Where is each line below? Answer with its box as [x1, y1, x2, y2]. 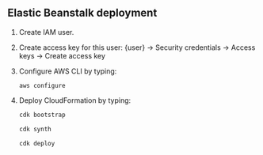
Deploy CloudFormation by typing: [18, 95, 131, 105]
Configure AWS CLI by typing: [18, 66, 117, 76]
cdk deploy [18, 139, 55, 147]
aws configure [18, 81, 66, 89]
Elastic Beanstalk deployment [7, 6, 158, 20]
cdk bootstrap [18, 111, 66, 119]
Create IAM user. [18, 27, 74, 36]
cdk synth [18, 125, 52, 133]
